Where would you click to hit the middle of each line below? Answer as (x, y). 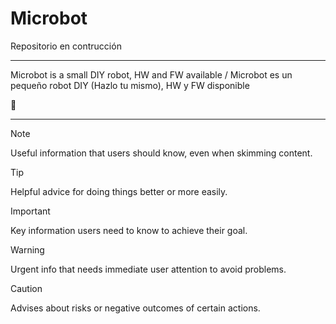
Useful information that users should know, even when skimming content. (161, 153)
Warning (27, 249)
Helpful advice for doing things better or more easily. (119, 191)
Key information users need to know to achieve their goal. (129, 230)
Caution (26, 288)
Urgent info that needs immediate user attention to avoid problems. (148, 269)
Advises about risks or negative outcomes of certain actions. (135, 308)
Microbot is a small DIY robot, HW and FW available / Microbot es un (151, 74)
